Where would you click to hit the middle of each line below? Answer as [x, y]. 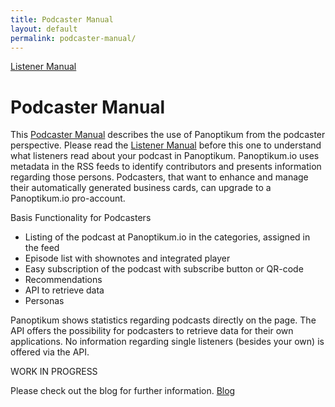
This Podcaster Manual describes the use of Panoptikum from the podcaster [168, 135]
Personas [44, 301]
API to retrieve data [64, 290]
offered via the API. [50, 352]
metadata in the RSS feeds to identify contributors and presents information [166, 167]
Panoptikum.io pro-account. [68, 198]
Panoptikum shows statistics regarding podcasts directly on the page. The [163, 320]
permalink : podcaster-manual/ [73, 38]
